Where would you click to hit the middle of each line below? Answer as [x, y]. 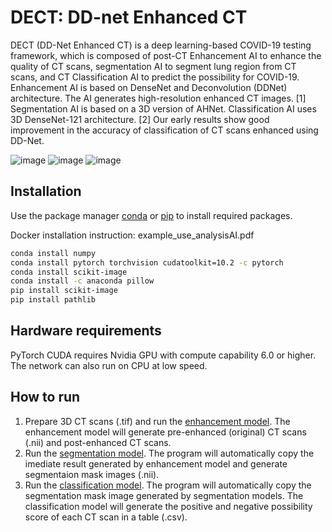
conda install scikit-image [69, 272]
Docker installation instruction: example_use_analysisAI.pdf [132, 235]
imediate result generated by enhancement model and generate [156, 463]
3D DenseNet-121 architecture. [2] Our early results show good [140, 119]
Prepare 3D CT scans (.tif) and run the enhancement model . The [157, 421]
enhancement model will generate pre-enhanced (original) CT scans [165, 432]
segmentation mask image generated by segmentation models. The [164, 495]
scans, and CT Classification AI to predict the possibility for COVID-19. [155, 77]
